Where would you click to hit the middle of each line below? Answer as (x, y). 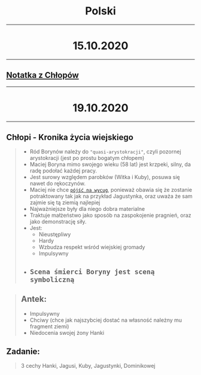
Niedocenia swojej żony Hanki (67, 332)
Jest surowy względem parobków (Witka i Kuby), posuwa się (105, 177)
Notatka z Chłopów (42, 75)
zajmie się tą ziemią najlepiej (65, 202)
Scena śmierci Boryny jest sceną (92, 272)
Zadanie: (23, 352)
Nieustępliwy (55, 234)
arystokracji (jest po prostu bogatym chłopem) (87, 158)
